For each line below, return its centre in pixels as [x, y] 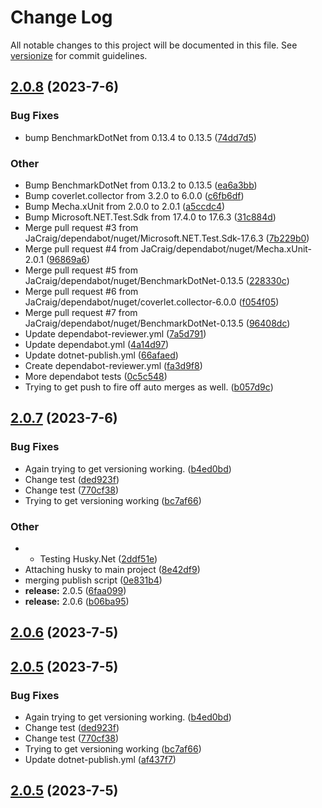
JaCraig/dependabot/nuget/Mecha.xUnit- [226, 248]
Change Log [61, 17]
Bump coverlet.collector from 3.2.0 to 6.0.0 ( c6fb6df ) [134, 195]
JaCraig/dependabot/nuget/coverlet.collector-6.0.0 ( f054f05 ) [152, 302]
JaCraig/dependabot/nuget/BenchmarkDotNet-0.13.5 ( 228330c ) [157, 280]
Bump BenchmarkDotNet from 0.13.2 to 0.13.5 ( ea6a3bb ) [141, 185]
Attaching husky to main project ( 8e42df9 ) [112, 569]
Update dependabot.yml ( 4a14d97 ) [97, 344]
